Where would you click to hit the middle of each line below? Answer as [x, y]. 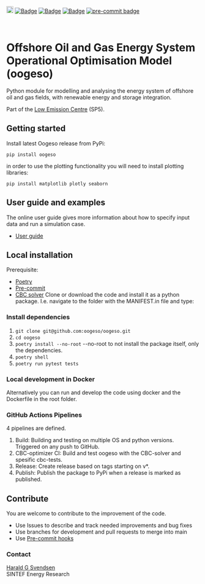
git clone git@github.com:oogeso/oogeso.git [73, 331]
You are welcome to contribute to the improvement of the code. [86, 513]
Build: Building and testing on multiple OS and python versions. [95, 440]
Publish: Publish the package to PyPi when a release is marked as [98, 473]
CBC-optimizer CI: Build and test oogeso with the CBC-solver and [98, 453]
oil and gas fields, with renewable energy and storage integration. [89, 97]
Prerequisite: [22, 270]
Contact [19, 554]
